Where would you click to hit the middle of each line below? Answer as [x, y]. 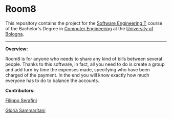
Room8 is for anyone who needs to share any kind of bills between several [84, 58]
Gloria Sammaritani [26, 110]
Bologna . [15, 34]
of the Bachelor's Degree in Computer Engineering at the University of [79, 28]
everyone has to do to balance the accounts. [52, 81]
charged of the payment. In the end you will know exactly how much [77, 75]
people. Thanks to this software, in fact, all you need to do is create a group [85, 64]
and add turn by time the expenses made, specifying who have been [78, 69]
